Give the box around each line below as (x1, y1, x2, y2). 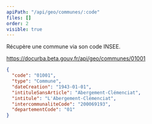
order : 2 (6, 20, 29, 26)
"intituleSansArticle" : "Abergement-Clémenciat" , (12, 90, 141, 96)
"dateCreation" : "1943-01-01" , (12, 83, 92, 90)
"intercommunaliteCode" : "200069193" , (12, 101, 112, 107)
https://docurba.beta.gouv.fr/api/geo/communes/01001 (6, 55, 146, 62)
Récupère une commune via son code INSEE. (6, 43, 121, 50)
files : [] (6, 15, 32, 21)
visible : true (6, 26, 43, 33)
